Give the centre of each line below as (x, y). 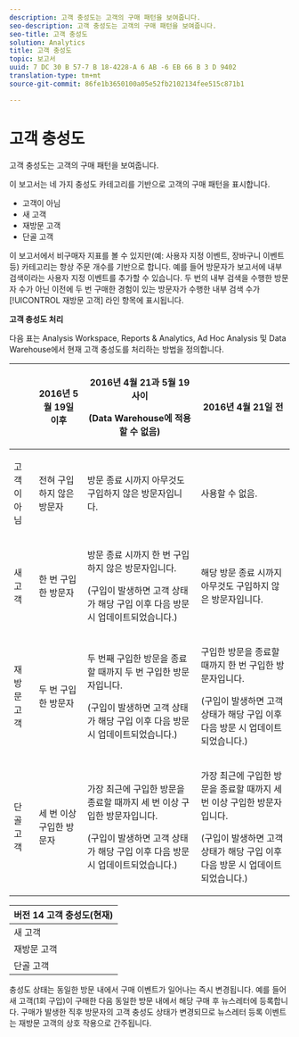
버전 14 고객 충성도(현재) (64, 915)
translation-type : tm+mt (55, 76)
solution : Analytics (48, 42)
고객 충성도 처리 (36, 319)
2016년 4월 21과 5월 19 (140, 382)
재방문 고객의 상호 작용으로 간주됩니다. (85, 1023)
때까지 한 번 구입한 (237, 665)
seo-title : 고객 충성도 (48, 34)
